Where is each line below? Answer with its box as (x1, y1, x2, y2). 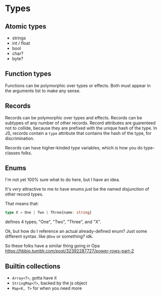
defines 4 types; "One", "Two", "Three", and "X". (5, 219, 102, 225)
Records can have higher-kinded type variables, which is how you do (5, 145, 143, 150)
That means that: (5, 201, 39, 207)
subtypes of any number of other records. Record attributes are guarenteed (5, 120, 156, 126)
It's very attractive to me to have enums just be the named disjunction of (5, 186, 149, 192)
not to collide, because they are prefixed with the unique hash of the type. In (5, 125, 157, 131)
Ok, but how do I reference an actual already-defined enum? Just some (5, 229, 147, 234)
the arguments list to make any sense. (5, 88, 81, 94)
